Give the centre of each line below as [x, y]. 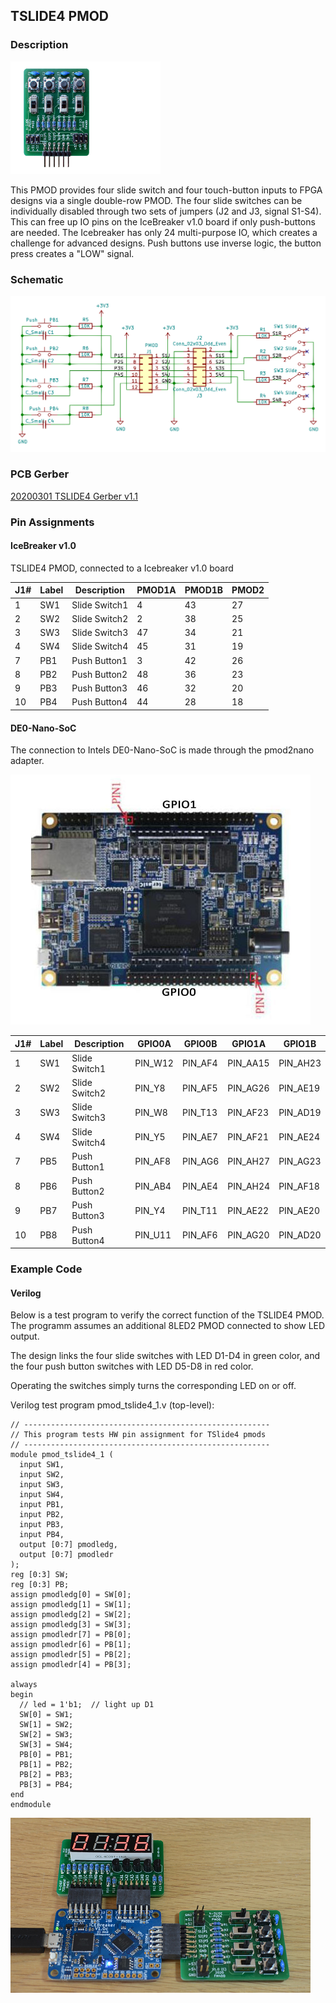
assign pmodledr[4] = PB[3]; [71, 1665]
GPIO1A [249, 1043]
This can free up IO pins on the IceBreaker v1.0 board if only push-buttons [163, 221]
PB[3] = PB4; [46, 1785]
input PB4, [42, 1535]
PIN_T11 [199, 1210]
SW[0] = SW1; [46, 1715]
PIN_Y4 [150, 1210]
